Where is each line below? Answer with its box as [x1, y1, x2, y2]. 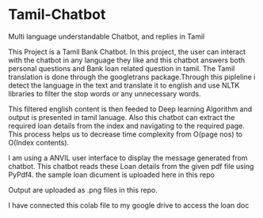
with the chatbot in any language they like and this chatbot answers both [8, 55, 246, 65]
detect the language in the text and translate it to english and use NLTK [8, 81, 240, 90]
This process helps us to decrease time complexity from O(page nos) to [8, 129, 243, 139]
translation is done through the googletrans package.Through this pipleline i [8, 72, 256, 81]
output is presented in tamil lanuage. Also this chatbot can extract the [8, 112, 235, 122]
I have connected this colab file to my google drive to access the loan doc [8, 200, 250, 210]
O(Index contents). [8, 137, 70, 147]
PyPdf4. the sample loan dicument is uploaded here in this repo [8, 170, 215, 179]
